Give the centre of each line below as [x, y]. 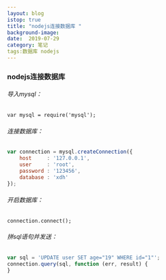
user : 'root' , [47, 165]
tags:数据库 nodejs [33, 52]
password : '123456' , [50, 171]
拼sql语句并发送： [32, 237]
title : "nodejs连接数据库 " [44, 26]
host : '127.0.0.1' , [55, 158]
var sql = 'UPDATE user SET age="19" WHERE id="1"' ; [84, 257]
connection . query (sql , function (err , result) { [78, 264]
